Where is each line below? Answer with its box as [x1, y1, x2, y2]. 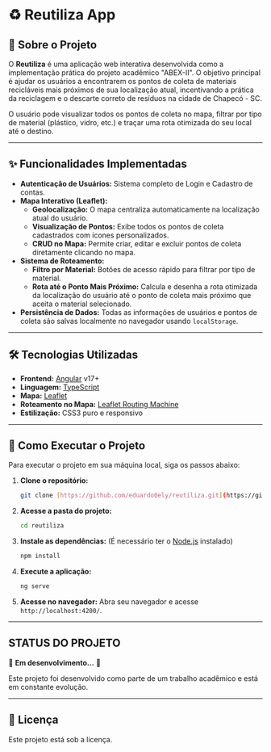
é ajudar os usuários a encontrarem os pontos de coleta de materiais [8, 77, 237, 86]
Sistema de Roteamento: [19, 256, 105, 266]
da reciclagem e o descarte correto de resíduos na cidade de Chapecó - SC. [8, 94, 263, 103]
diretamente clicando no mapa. [31, 247, 135, 257]
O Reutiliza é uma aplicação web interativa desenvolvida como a [8, 59, 224, 69]
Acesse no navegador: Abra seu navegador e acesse [19, 596, 199, 607]
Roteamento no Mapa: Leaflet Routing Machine [19, 399, 179, 409]
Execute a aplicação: [19, 567, 92, 577]
